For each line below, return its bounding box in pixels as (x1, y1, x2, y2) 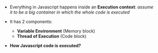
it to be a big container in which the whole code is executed (9, 9, 130, 15)
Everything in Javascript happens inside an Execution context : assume (9, 4, 154, 10)
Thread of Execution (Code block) (17, 34, 87, 39)
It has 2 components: (9, 19, 53, 24)
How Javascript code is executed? (9, 43, 81, 48)
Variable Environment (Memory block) (17, 28, 96, 34)
